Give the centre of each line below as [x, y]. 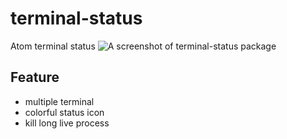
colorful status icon [64, 112]
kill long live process [67, 123]
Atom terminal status [53, 46]
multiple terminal [59, 101]
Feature [35, 77]
